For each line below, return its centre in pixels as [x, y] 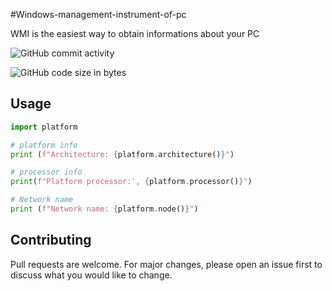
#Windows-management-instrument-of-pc [98, 14]
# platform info [44, 145]
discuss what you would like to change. [91, 275]
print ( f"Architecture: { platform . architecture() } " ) [122, 154]
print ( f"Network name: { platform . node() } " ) [104, 209]
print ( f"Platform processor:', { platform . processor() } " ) [131, 182]
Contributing [51, 240]
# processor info [46, 172]
